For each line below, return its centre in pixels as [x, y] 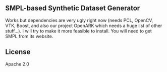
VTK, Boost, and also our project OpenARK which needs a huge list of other [84, 25]
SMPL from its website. [29, 36]
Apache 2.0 [17, 64]
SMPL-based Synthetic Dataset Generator [73, 8]
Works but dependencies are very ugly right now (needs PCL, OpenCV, [79, 20]
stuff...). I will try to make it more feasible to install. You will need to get [79, 31]
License [18, 52]
